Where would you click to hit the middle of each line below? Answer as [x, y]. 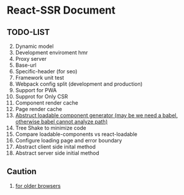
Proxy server [31, 59]
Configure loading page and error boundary [69, 140]
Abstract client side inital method [55, 147]
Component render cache [47, 103]
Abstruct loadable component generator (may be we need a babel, [96, 115]
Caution [22, 172]
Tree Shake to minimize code [51, 128]
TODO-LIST [28, 32]
